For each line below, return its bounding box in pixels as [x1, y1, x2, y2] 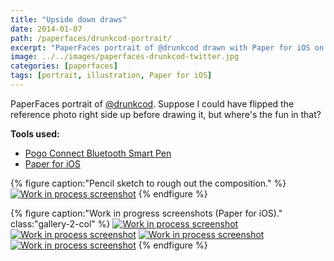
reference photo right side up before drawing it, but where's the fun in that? [10, 108, 322, 120]
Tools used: [10, 127, 60, 140]
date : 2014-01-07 [10, 24, 83, 34]
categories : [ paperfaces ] [10, 61, 118, 71]
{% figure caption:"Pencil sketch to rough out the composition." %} [10, 177, 287, 189]
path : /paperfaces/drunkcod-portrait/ [10, 33, 172, 43]
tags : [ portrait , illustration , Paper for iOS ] [10, 71, 213, 81]
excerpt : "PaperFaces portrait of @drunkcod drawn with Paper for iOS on [10, 42, 325, 53]
